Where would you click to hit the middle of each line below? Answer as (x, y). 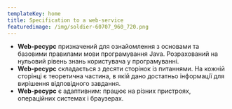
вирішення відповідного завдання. (69, 84)
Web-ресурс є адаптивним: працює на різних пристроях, (104, 91)
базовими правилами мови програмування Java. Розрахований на (118, 54)
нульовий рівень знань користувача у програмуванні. (98, 61)
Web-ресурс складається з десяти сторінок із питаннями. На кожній (121, 69)
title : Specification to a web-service (66, 20)
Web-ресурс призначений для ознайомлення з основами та (108, 47)
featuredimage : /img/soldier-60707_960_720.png (78, 27)
